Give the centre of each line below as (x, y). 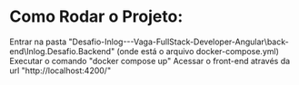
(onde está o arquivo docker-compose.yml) (198, 51)
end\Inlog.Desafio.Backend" (62, 51)
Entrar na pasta (38, 42)
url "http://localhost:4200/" (60, 71)
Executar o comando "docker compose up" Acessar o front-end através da (150, 61)
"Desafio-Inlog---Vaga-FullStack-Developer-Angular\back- (179, 42)
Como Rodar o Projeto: (96, 17)
